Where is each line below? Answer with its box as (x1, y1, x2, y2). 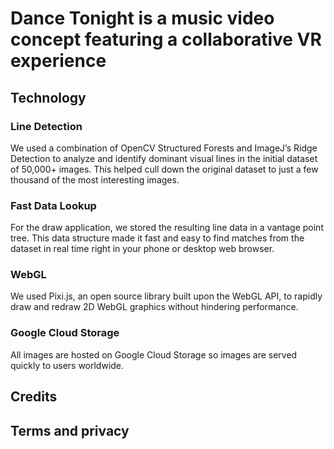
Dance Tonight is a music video (10, 7, 275, 30)
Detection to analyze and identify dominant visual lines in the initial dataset (10, 152, 318, 164)
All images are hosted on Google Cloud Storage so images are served (10, 348, 298, 361)
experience (10, 50, 107, 72)
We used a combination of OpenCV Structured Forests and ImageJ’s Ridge (10, 142, 318, 154)
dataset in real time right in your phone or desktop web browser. (10, 243, 275, 255)
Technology (10, 89, 87, 106)
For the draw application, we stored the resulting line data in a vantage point (10, 222, 324, 234)
